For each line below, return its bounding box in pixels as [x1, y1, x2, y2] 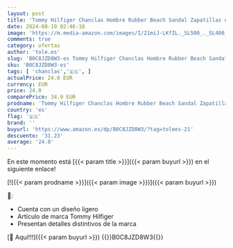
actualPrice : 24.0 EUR [7, 74, 73, 82]
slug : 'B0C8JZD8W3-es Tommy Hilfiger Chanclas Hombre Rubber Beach [7, 55, 207, 62]
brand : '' [7, 119, 36, 126]
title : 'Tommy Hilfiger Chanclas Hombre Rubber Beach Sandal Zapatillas [7, 17, 222, 23]
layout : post [7, 10, 45, 17]
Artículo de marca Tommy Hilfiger [17, 212, 114, 221]
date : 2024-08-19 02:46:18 [7, 23, 85, 30]
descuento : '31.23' [7, 132, 64, 139]
